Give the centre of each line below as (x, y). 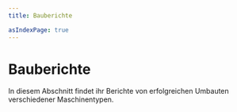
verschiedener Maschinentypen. (61, 99)
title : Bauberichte (40, 15)
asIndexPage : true (38, 30)
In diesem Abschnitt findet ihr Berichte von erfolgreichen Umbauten (119, 91)
